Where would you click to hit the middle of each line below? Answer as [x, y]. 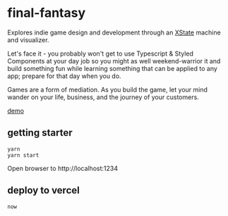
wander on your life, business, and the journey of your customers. [103, 97]
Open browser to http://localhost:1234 [63, 168]
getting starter [40, 133]
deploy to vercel [43, 190]
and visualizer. [28, 39]
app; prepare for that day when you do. [64, 76]
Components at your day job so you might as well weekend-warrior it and [114, 61]
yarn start [23, 155]
